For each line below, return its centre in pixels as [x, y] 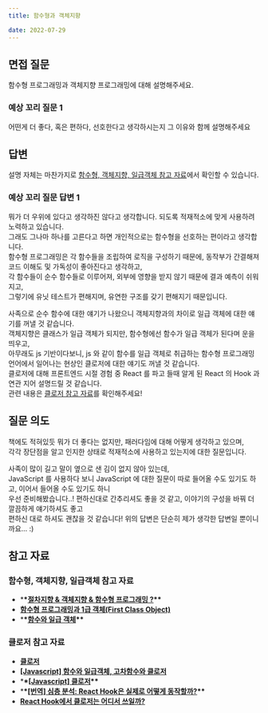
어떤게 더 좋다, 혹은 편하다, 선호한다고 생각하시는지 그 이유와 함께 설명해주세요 [130, 127]
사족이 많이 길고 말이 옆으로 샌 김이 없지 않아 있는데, [89, 469]
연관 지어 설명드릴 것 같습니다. [55, 383]
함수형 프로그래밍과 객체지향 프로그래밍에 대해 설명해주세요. [101, 85]
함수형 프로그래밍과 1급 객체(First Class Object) [95, 610]
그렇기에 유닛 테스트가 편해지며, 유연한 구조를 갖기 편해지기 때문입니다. [118, 296]
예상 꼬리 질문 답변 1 [44, 198]
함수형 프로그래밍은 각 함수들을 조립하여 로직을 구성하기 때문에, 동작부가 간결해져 [134, 256]
